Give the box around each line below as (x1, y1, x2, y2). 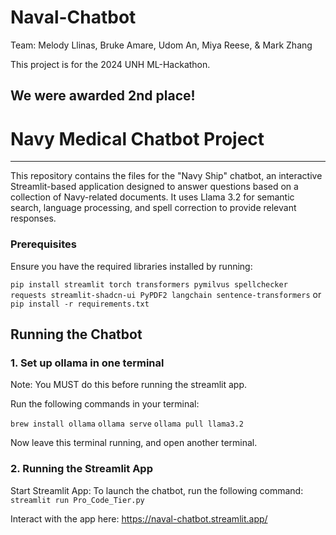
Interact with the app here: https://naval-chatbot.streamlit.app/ (10, 512, 268, 525)
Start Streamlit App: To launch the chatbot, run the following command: (10, 484, 304, 496)
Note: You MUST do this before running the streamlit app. (10, 379, 248, 391)
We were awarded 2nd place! (10, 87, 196, 105)
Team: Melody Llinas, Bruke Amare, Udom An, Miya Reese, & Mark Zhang (10, 39, 313, 51)
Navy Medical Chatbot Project (10, 127, 265, 150)
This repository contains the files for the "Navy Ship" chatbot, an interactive (10, 170, 323, 182)
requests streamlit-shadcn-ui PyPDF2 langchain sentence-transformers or (10, 288, 322, 300)
